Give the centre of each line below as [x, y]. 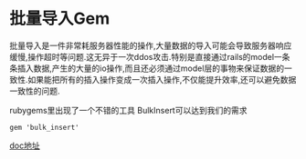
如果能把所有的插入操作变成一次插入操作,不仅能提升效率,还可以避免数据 [162, 79]
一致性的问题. [35, 91]
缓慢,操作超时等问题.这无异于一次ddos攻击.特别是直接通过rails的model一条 [150, 56]
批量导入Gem [60, 19]
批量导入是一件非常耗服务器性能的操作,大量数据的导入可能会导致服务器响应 [151, 45]
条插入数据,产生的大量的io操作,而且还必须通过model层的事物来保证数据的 [147, 68]
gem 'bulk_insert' [44, 127]
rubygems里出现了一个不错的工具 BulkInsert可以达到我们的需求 [128, 110]
